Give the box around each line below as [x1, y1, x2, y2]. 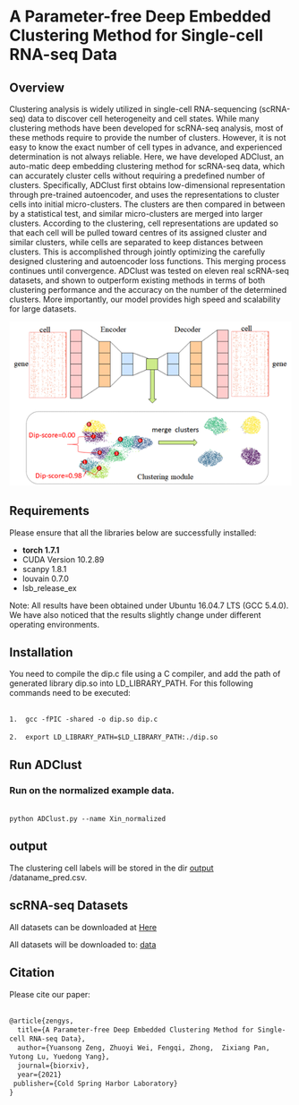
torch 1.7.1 [21, 544, 60, 555]
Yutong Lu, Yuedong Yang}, [9, 1052, 110, 1061]
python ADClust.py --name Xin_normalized [9, 815, 167, 824]
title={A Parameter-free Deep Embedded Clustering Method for [17, 1025, 254, 1034]
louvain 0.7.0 [21, 573, 70, 584]
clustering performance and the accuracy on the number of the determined [9, 285, 287, 295]
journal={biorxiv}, [17, 1061, 90, 1070]
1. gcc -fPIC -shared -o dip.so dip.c [9, 715, 158, 724]
